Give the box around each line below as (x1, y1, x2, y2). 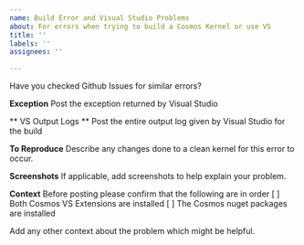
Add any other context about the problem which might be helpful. (9, 226, 256, 237)
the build (9, 125, 43, 137)
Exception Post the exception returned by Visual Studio (9, 98, 219, 110)
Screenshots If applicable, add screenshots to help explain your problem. (9, 171, 287, 182)
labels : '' (9, 38, 51, 48)
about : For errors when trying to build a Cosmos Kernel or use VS (9, 22, 272, 31)
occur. (9, 153, 34, 165)
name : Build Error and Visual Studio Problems (9, 13, 190, 23)
